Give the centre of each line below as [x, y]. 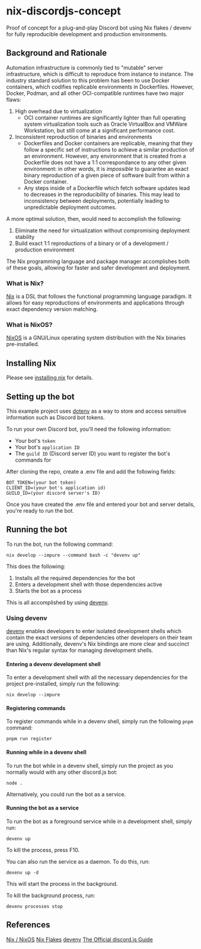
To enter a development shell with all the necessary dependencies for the [97, 678]
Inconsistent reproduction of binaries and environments [83, 137]
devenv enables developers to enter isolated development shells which [94, 631]
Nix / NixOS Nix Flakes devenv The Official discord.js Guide [79, 939]
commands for [33, 460]
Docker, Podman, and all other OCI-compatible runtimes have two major [95, 93]
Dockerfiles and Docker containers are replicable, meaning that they [108, 143]
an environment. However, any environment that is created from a [105, 156]
